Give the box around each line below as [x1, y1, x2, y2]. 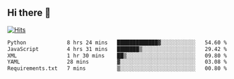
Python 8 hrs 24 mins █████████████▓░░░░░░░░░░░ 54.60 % [7, 39, 228, 46]
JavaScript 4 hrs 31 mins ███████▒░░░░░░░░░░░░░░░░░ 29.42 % [7, 45, 228, 52]
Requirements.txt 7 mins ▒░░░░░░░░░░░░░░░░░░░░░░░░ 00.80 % [7, 65, 228, 72]
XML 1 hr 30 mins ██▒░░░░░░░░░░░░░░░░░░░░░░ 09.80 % [7, 52, 228, 59]
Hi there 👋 [7, 7, 51, 19]
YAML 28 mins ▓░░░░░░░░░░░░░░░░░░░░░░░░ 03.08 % [7, 59, 228, 66]
